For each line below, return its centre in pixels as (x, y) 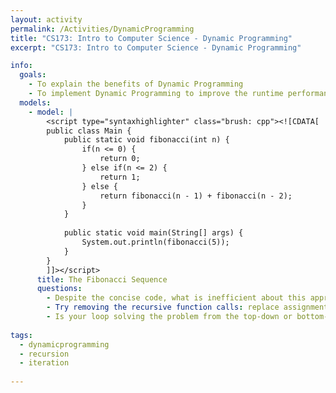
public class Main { (89, 131)
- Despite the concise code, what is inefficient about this (176, 298)
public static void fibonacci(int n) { (146, 140)
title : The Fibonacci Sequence (102, 279)
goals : (33, 75)
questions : (59, 289)
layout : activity (46, 19)
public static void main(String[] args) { (153, 233)
